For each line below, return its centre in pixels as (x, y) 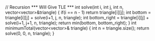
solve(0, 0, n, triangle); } (30, 33)
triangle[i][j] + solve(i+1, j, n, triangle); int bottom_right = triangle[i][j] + (77, 18)
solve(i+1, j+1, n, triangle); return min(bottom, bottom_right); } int (71, 23)
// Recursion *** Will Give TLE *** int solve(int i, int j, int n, (64, 7)
